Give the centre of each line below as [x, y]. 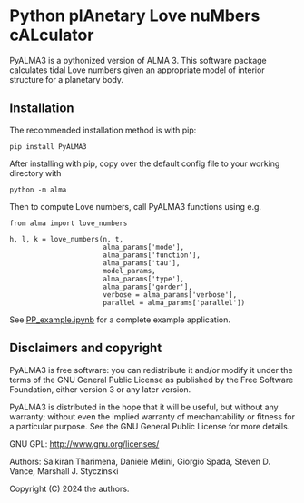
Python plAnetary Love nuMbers [135, 16]
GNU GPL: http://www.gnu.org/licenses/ [84, 444]
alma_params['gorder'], [148, 287]
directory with [35, 173]
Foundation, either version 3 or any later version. [100, 389]
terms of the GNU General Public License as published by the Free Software [152, 380]
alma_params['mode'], [143, 247]
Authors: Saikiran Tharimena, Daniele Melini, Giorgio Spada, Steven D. [140, 461]
